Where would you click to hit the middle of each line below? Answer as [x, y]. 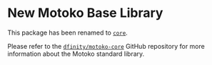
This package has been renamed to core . [68, 32]
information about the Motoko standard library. [76, 54]
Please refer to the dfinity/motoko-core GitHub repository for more [106, 46]
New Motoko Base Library [85, 13]
